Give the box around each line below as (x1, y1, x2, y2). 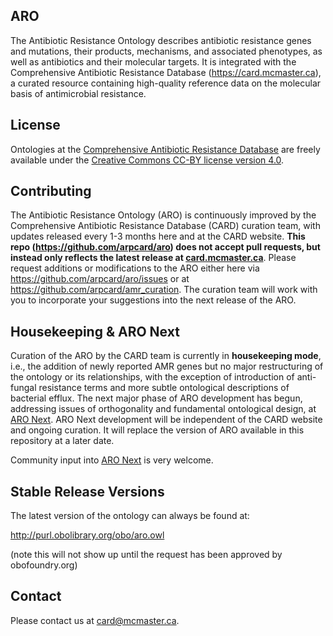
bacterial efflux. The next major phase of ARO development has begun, (10, 392, 303, 404)
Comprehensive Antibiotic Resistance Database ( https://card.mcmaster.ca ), (10, 66, 322, 78)
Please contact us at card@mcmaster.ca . (10, 614, 180, 626)
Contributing (10, 183, 92, 200)
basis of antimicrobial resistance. (10, 87, 147, 99)
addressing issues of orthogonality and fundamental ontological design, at (10, 403, 317, 415)
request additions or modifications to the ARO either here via (10, 262, 260, 274)
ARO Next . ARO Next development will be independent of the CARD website (10, 414, 323, 426)
